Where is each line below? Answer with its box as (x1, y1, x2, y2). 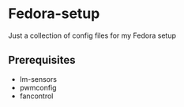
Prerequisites (8, 53, 76, 67)
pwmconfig (19, 83, 57, 92)
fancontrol (19, 91, 54, 101)
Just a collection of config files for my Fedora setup (8, 31, 176, 40)
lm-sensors (19, 74, 58, 83)
